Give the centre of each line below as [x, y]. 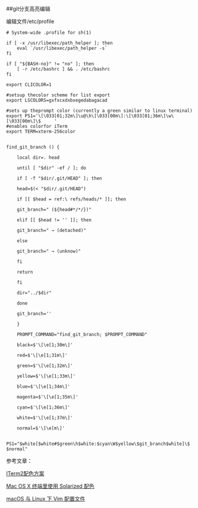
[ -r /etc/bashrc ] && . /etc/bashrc [64, 69]
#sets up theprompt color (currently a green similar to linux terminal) [100, 111]
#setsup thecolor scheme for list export [58, 95]
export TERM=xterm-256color [41, 131]
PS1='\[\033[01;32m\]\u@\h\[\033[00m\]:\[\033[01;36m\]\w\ [99, 116]
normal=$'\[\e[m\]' [41, 428]
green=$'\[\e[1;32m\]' [45, 366]
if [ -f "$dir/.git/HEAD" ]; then [59, 178]
